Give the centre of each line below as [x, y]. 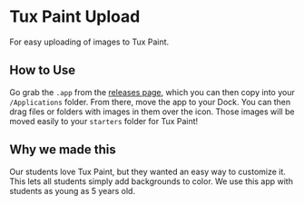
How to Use [43, 70]
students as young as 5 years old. [73, 190]
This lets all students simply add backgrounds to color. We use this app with [151, 181]
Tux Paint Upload [75, 17]
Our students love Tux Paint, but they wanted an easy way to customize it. [147, 171]
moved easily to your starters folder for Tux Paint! [104, 121]
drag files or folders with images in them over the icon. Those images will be [152, 112]
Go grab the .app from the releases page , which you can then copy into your [152, 92]
